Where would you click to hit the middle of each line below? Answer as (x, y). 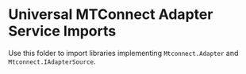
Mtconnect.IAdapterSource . (52, 61)
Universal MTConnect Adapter (111, 15)
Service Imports (62, 31)
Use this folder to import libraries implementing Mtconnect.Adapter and (123, 53)
